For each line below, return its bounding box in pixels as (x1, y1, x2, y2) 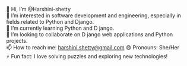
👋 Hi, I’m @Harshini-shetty (6, 6, 71, 12)
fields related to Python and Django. (6, 18, 94, 25)
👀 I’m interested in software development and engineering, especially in (6, 12, 181, 19)
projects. (6, 37, 28, 44)
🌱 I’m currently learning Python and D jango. (6, 24, 115, 32)
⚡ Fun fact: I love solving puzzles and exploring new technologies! (6, 53, 168, 59)
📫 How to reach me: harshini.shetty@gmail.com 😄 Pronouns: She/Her (6, 44, 180, 51)
